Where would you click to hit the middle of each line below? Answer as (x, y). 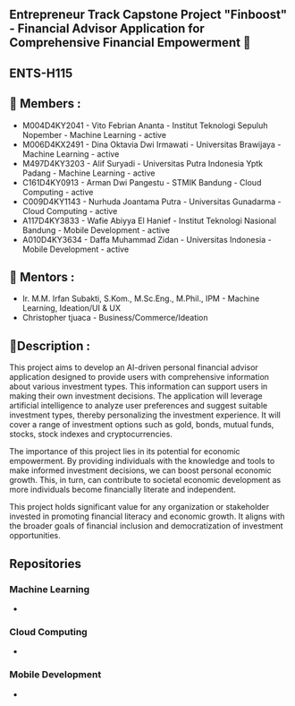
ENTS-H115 (41, 73)
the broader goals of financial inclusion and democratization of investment (146, 526)
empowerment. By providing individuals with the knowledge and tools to (142, 461)
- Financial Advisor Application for (107, 29)
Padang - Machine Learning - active (88, 173)
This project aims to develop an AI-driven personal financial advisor (134, 367)
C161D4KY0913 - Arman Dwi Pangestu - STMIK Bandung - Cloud (142, 182)
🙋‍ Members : (46, 103)
